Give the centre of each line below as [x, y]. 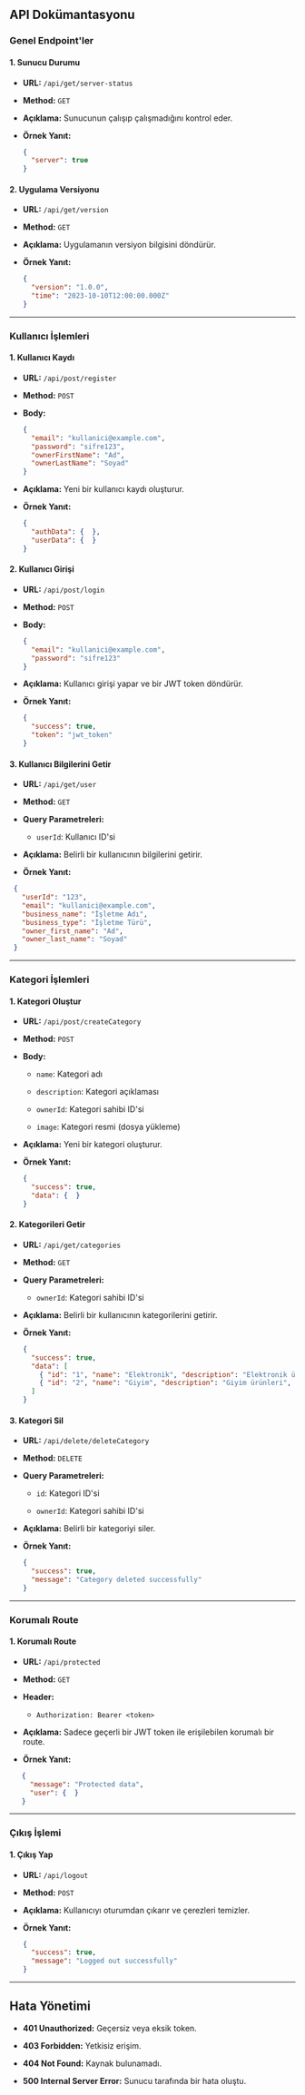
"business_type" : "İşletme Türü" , [87, 922]
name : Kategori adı [69, 1074]
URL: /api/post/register [69, 378]
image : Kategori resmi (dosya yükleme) [108, 1127]
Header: [38, 1697]
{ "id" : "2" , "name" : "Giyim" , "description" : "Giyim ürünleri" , [166, 1383]
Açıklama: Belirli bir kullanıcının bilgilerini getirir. [112, 855]
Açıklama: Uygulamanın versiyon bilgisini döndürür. [119, 245]
